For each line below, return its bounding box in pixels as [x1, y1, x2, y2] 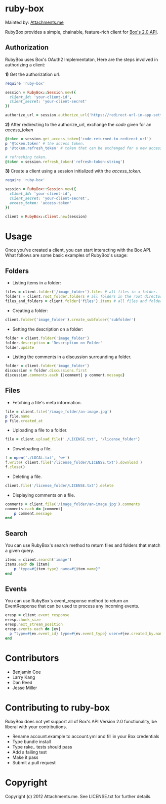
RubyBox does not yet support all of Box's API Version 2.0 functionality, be [5, 718, 157, 724]
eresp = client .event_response [5, 613, 70, 618]
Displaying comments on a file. [12, 492, 76, 498]
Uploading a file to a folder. [12, 427, 68, 433]
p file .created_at [5, 418, 43, 424]
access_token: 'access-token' [9, 200, 72, 206]
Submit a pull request [12, 759, 56, 765]
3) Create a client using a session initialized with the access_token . [5, 168, 142, 174]
